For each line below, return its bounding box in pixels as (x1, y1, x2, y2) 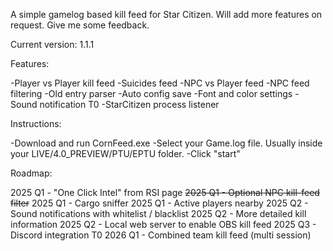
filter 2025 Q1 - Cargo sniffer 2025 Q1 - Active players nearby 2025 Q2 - (10, 197, 309, 209)
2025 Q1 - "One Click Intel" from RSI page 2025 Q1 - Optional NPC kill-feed (10, 187, 320, 198)
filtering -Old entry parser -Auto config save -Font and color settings (10, 88, 293, 99)
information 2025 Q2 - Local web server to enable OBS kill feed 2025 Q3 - (10, 219, 317, 230)
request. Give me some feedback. (10, 19, 150, 31)
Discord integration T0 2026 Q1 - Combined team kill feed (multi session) (10, 229, 312, 241)
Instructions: (10, 118, 62, 129)
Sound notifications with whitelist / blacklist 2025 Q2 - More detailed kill (10, 208, 307, 219)
